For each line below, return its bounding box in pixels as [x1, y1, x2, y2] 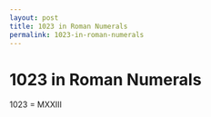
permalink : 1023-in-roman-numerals [9, 30, 145, 39]
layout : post [9, 13, 59, 23]
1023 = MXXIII [9, 99, 62, 110]
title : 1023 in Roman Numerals [9, 22, 128, 31]
